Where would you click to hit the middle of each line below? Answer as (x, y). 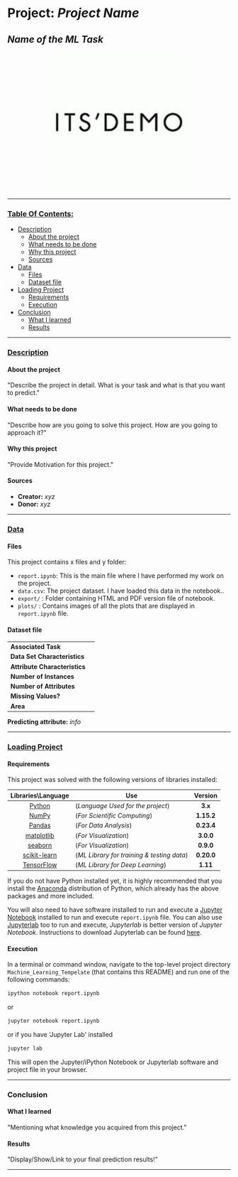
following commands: (39, 979)
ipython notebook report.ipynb (53, 994)
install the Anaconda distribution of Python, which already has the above (113, 888)
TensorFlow (40, 865)
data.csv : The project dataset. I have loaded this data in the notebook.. (121, 591)
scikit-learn (40, 855)
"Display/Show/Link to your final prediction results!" (83, 1159)
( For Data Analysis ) (104, 825)
